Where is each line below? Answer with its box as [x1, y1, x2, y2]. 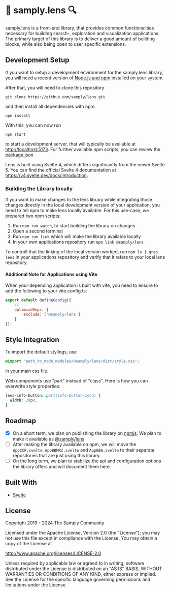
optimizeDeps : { [14, 307, 49, 312]
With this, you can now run [5, 122, 61, 128]
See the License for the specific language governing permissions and [5, 576, 151, 583]
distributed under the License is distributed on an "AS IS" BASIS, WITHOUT [5, 566, 162, 572]
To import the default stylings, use [5, 349, 77, 355]
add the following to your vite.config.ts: [5, 288, 87, 294]
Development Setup [5, 56, 70, 65]
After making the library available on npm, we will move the [12, 441, 137, 447]
